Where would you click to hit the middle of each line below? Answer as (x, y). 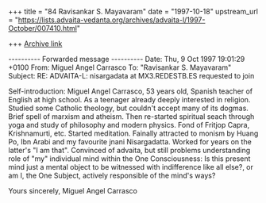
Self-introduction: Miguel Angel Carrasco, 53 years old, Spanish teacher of (130, 91)
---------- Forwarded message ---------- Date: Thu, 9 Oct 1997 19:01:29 (127, 59)
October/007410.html (43, 28)
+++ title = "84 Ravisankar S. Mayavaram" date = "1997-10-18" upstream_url (133, 11)
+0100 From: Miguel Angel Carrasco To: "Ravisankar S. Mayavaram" (120, 67)
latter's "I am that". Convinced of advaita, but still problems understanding (129, 150)
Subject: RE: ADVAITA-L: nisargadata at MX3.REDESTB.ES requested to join (131, 76)
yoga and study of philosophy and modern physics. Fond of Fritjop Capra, (129, 125)
